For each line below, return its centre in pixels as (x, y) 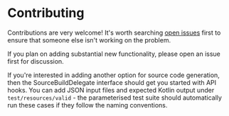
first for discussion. (36, 61)
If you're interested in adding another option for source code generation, (114, 75)
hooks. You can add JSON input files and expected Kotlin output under (111, 90)
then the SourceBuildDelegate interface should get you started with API (112, 82)
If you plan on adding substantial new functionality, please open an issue (114, 54)
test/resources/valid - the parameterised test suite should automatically (115, 98)
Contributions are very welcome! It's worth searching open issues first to (114, 33)
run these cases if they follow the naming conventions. (87, 105)
